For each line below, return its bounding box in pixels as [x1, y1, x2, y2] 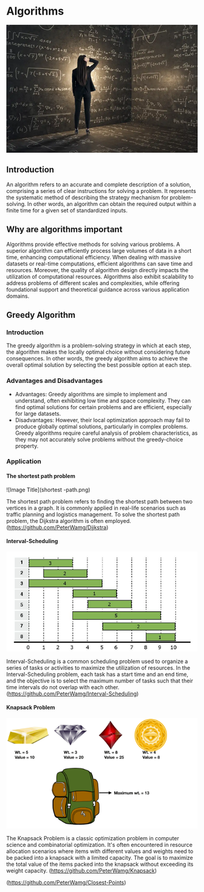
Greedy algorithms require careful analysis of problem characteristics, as [15, 429, 199, 437]
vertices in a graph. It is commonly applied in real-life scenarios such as [6, 504, 186, 511]
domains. [6, 292, 30, 300]
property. [15, 442, 39, 449]
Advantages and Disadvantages [6, 376, 103, 385]
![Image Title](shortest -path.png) [6, 486, 90, 493]
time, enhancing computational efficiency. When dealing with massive [6, 253, 181, 261]
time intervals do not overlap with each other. [6, 683, 120, 690]
